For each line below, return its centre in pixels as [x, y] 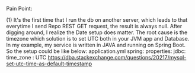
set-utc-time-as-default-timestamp [49, 64]
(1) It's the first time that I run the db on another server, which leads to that [97, 20]
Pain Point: [19, 9]
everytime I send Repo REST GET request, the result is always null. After [94, 26]
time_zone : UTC [26, 57]
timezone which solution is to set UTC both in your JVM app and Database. [98, 39]
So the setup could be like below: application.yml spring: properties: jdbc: [96, 51]
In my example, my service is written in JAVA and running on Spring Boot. [96, 45]
